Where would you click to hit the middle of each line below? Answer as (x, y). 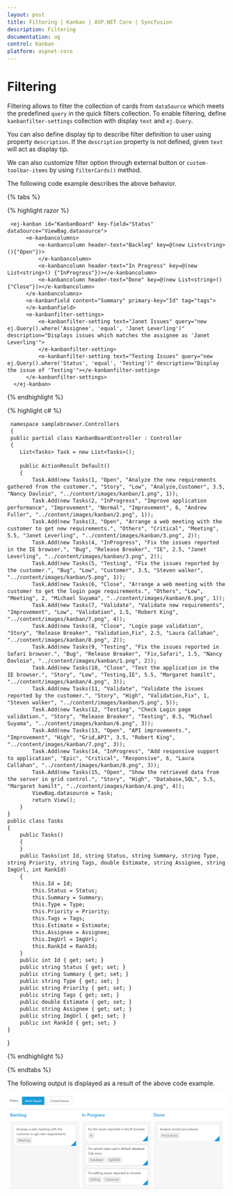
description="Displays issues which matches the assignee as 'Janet (109, 335)
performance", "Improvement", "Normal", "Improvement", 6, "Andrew (107, 507)
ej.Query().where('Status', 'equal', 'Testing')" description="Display (113, 363)
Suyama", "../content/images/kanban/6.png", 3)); (81, 723)
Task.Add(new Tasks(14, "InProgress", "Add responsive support (126, 751)
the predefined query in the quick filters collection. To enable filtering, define (117, 113)
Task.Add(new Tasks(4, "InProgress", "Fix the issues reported (126, 542)
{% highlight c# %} (34, 410)
